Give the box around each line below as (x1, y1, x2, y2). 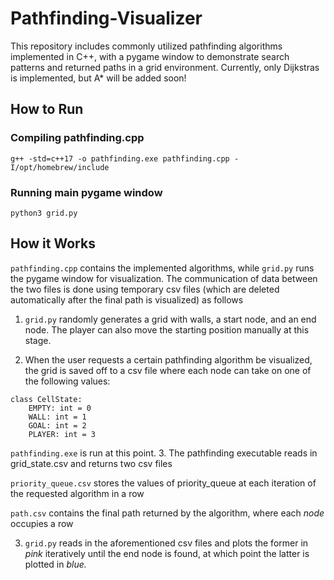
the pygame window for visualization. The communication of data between (10, 272, 318, 284)
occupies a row (10, 517, 74, 529)
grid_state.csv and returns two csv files (10, 457, 173, 469)
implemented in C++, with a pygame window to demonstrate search (10, 50, 290, 62)
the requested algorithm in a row (10, 487, 145, 499)
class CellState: (10, 394, 83, 404)
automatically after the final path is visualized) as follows (10, 293, 244, 306)
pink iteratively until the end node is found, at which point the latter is (24, 547, 310, 559)
